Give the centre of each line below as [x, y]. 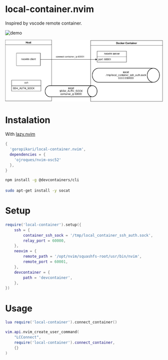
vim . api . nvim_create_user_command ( [42, 332]
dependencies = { [28, 154]
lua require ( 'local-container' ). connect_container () [61, 322]
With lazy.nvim [20, 134]
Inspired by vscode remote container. [44, 23]
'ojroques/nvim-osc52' [38, 160]
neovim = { [25, 251]
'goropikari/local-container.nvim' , [48, 149]
